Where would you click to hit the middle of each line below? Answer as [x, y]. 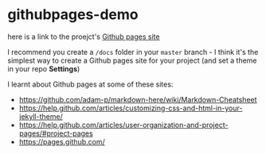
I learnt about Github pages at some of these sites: [90, 84]
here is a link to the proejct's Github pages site [84, 37]
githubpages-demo [73, 15]
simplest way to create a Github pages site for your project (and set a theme [132, 60]
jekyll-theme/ [41, 116]
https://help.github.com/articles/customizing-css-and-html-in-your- [131, 108]
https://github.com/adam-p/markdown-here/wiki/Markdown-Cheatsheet [138, 99]
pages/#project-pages [56, 133]
